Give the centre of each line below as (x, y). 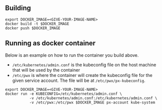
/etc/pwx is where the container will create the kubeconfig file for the (82, 75)
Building (18, 8)
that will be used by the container (46, 70)
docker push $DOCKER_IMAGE (33, 28)
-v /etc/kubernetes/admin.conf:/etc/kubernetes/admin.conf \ (93, 98)
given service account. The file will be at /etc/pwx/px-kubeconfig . (79, 80)
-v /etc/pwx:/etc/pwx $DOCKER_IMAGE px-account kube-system (92, 102)
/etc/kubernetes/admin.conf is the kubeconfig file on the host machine (84, 65)
